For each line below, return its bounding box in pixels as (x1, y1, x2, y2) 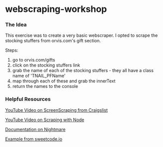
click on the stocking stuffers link (12, 62, 81, 68)
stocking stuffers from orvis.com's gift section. (5, 38, 101, 44)
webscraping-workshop (5, 3, 107, 15)
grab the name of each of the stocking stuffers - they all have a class (12, 68, 154, 73)
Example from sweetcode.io (5, 136, 63, 142)
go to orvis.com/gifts (12, 57, 56, 63)
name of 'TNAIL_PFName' (12, 73, 66, 79)
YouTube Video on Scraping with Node (5, 117, 84, 123)
